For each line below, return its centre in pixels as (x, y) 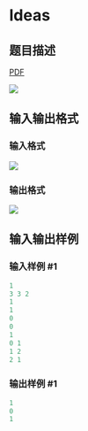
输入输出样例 (44, 239)
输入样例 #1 (33, 266)
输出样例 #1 (33, 384)
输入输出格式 (44, 119)
